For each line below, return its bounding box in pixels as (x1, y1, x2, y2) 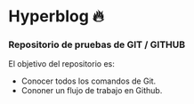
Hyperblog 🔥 (8, 6, 104, 27)
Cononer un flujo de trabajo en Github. (20, 85, 163, 96)
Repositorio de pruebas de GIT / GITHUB (8, 38, 186, 51)
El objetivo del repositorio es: (8, 59, 115, 69)
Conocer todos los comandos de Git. (20, 76, 157, 86)
